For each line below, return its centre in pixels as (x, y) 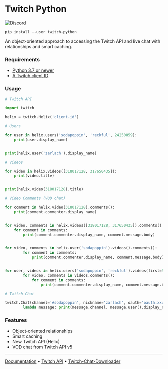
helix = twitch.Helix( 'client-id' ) (42, 117)
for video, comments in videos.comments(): (69, 275)
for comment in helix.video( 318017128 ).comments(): (60, 208)
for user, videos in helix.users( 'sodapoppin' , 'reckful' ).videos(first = (84, 271)
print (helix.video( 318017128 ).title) (44, 189)
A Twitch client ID (30, 76)
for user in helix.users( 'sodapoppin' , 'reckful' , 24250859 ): (71, 135)
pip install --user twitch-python (41, 32)
